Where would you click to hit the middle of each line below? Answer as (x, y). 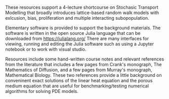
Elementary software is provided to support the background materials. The (83, 28)
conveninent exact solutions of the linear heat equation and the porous (79, 81)
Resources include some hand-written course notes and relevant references (85, 59)
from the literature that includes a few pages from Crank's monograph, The (83, 64)
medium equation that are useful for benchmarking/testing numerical (77, 86)
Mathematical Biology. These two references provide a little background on (83, 75)
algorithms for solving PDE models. (42, 91)
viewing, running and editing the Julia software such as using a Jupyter (80, 44)
